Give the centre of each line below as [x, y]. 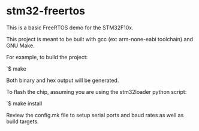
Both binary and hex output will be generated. [63, 80]
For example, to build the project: [47, 57]
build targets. [22, 121]
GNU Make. [20, 45]
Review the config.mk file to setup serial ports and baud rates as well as [95, 115]
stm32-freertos [46, 11]
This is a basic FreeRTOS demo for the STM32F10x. [70, 28]
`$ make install [24, 103]
